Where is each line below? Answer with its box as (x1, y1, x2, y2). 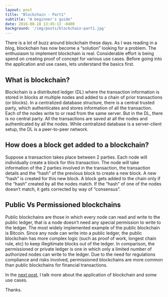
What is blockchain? (5, 76, 70, 84)
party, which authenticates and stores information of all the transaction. (5, 105, 152, 111)
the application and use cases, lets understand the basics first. (5, 61, 134, 67)
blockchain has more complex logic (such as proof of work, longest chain (5, 235, 156, 241)
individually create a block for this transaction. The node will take (5, 159, 139, 166)
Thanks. (5, 286, 22, 292)
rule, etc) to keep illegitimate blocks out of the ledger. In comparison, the (5, 240, 155, 246)
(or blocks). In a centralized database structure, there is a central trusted (5, 99, 155, 105)
